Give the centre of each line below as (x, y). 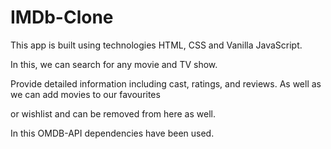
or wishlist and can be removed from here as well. (113, 113)
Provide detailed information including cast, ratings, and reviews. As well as (166, 83)
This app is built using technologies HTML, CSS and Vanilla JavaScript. (156, 45)
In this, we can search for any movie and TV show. (114, 64)
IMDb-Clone (62, 17)
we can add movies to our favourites (85, 94)
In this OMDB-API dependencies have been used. (112, 133)
